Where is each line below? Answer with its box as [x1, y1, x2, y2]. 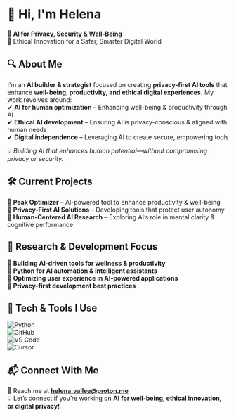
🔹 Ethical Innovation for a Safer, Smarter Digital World [7, 37, 162, 45]
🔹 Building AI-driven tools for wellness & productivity [7, 259, 166, 268]
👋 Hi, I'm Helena [7, 6, 102, 23]
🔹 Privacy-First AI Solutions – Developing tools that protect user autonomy [7, 205, 225, 214]
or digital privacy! [7, 402, 60, 410]
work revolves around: [7, 95, 72, 104]
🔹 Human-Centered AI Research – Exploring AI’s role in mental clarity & [7, 212, 215, 221]
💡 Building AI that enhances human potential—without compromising [7, 146, 208, 155]
